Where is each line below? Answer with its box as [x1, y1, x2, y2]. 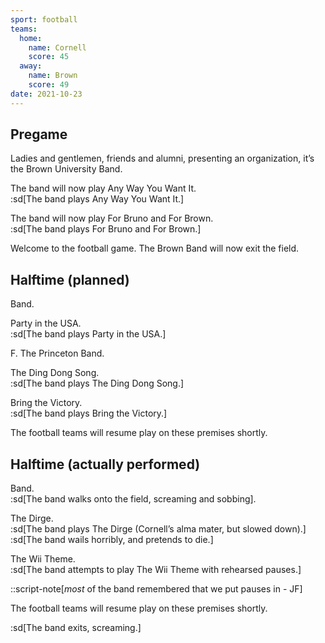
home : [19, 33, 43, 43]
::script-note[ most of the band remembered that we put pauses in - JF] [10, 583, 303, 595]
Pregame [10, 126, 68, 143]
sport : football [10, 14, 78, 25]
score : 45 [28, 52, 70, 62]
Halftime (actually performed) [10, 456, 201, 473]
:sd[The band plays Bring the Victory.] [10, 407, 168, 420]
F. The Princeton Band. [10, 347, 105, 360]
